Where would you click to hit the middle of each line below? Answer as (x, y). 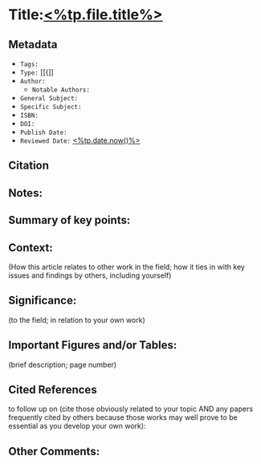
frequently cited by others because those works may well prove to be (123, 417)
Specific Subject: (51, 107)
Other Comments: (54, 451)
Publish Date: (43, 132)
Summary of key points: (69, 220)
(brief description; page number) (63, 364)
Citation (29, 166)
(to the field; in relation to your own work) (77, 320)
